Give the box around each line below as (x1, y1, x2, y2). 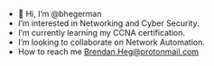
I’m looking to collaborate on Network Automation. (17, 37, 205, 47)
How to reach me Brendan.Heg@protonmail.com (17, 46, 200, 57)
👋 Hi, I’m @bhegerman (17, 9, 102, 19)
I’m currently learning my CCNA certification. (17, 28, 186, 37)
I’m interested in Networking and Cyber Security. (17, 18, 200, 29)
